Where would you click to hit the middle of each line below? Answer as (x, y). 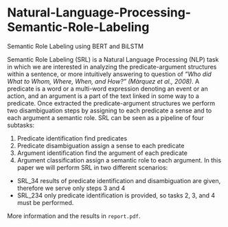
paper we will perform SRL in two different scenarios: (92, 167)
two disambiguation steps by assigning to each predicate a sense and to (110, 110)
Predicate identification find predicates (72, 138)
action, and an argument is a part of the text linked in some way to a (103, 96)
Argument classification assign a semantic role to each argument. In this (119, 160)
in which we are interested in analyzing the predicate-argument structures (112, 67)
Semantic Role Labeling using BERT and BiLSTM (76, 46)
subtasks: (21, 125)
